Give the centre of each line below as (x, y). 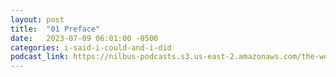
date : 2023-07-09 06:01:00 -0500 (84, 38)
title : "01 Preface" (55, 29)
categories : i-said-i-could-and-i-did (91, 47)
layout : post (37, 19)
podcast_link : (40, 57)
